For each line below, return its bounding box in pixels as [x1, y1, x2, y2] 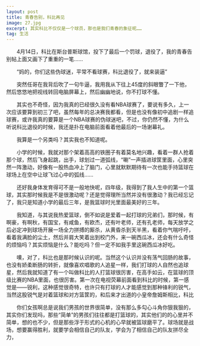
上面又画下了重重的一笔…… [16, 55, 83, 63]
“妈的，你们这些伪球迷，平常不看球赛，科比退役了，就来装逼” [16, 68, 168, 75]
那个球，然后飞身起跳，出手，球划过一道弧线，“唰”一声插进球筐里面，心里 [6, 156, 189, 163]
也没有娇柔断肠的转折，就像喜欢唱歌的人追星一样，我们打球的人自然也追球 [6, 261, 189, 268]
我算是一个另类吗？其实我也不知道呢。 [16, 136, 111, 143]
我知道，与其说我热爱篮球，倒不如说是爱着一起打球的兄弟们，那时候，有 [16, 211, 194, 218]
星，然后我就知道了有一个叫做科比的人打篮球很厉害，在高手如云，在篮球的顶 [6, 269, 194, 276]
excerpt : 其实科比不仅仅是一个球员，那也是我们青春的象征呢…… [6, 25, 142, 32]
